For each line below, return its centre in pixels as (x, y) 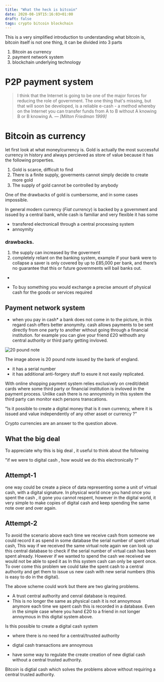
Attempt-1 (21, 475)
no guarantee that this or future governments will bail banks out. (77, 268)
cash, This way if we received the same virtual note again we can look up (79, 545)
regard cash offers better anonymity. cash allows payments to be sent (83, 325)
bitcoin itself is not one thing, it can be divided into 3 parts (64, 43)
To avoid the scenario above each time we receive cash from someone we (80, 535)
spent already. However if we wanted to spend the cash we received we (78, 556)
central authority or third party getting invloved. (60, 340)
